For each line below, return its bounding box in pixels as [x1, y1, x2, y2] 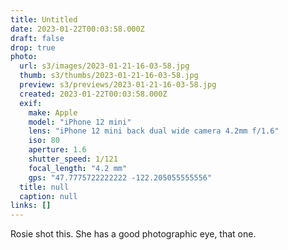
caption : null [19, 191, 78, 201]
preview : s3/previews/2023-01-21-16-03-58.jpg [19, 80, 217, 90]
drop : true [10, 42, 56, 53]
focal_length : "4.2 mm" [28, 163, 128, 173]
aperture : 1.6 [28, 145, 87, 155]
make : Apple [28, 107, 78, 118]
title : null [19, 182, 70, 192]
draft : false [10, 33, 65, 43]
